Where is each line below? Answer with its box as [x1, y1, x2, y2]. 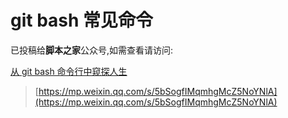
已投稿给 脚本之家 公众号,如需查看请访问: [10, 44, 174, 56]
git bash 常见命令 [10, 9, 154, 32]
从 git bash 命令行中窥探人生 [10, 65, 128, 77]
